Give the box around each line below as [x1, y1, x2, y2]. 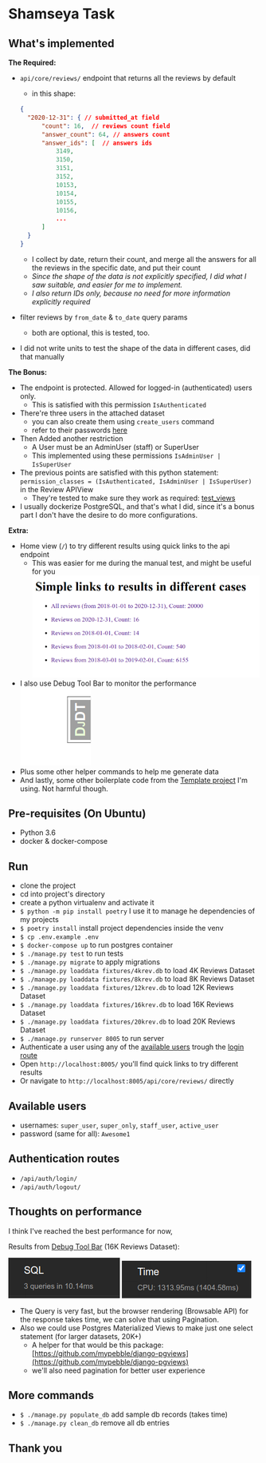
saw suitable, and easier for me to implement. [31, 280, 183, 289]
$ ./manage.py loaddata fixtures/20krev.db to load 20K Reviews [19, 1016, 236, 1027]
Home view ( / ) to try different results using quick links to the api [19, 541, 230, 551]
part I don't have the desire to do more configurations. [19, 510, 198, 519]
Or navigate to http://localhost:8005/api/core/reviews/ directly [19, 1076, 234, 1086]
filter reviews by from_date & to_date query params [19, 312, 188, 322]
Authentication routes [8, 1152, 120, 1166]
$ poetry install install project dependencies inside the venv [19, 924, 225, 933]
